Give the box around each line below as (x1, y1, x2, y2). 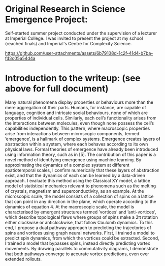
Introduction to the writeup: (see (5, 73, 141, 84)
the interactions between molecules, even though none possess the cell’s (5, 120, 154, 126)
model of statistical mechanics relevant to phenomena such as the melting (5, 183, 156, 189)
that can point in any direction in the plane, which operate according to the (5, 198, 157, 205)
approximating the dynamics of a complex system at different (5, 162, 130, 168)
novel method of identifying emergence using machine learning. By (5, 156, 142, 163)
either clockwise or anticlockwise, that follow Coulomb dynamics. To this (5, 219, 153, 225)
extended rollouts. (5, 256, 42, 262)
